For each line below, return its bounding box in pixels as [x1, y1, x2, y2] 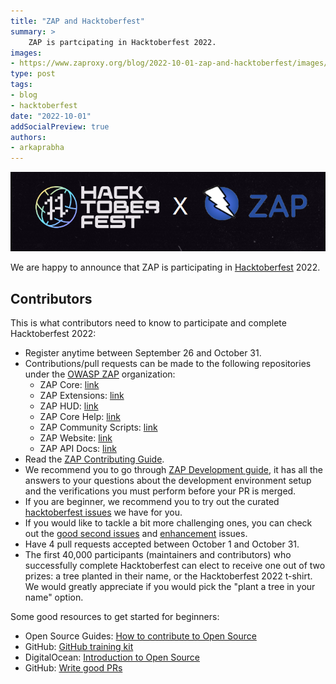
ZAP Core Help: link [39, 410, 121, 422]
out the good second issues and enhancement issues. [24, 527, 248, 539]
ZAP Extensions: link [39, 389, 125, 401]
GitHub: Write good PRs [24, 661, 123, 674]
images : [10, 48, 43, 58]
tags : [10, 80, 33, 90]
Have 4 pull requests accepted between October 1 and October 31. [24, 538, 300, 550]
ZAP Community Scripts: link [39, 421, 158, 433]
